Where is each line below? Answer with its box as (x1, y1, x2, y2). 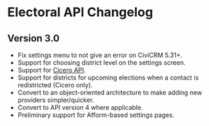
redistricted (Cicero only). (17, 81, 94, 89)
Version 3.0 (7, 32, 60, 44)
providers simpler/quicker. (17, 96, 94, 104)
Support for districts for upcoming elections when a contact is (17, 73, 199, 82)
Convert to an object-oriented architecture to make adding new (17, 89, 203, 96)
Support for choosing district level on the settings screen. (17, 58, 186, 67)
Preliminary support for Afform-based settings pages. (17, 111, 175, 119)
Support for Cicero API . (17, 66, 86, 74)
